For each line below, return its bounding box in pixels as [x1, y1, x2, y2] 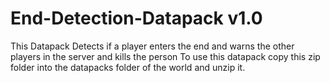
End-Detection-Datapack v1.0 [10, 7, 263, 30]
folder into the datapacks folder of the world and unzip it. [10, 61, 246, 73]
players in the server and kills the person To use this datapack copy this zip [10, 50, 321, 62]
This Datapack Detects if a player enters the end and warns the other [10, 40, 295, 52]
